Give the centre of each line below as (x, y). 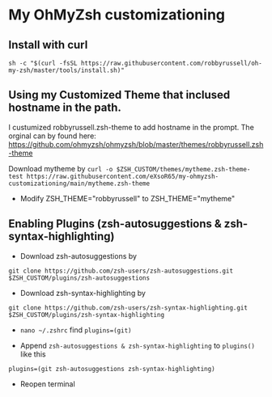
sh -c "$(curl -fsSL (43, 63)
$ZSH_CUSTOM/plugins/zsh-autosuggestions (79, 278)
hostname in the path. (65, 108)
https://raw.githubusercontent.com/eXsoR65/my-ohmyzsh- (123, 176)
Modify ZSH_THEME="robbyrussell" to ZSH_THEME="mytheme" (127, 198)
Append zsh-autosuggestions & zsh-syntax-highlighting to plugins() (137, 345)
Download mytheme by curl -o (61, 168)
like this (33, 354)
